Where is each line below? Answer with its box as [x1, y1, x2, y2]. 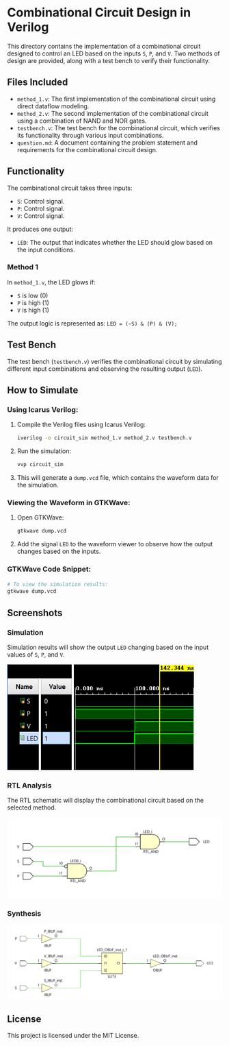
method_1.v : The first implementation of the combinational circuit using [16, 95, 216, 103]
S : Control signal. [16, 197, 65, 205]
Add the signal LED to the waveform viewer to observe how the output [16, 540, 213, 548]
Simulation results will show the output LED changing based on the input [7, 643, 209, 652]
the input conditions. [16, 245, 75, 254]
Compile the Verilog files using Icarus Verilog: [16, 420, 146, 429]
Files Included [7, 77, 68, 88]
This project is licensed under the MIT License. [7, 1032, 139, 1040]
